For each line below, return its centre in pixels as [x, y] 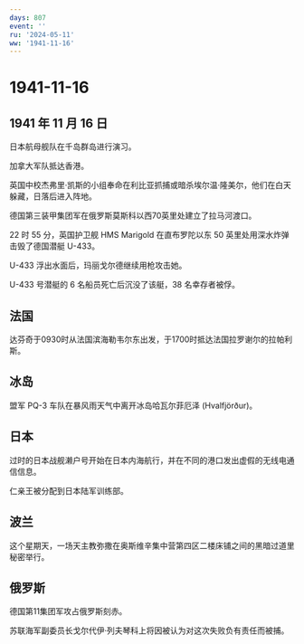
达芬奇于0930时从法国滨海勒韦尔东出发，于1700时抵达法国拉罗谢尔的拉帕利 [151, 339]
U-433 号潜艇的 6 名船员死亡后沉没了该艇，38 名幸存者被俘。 [124, 285]
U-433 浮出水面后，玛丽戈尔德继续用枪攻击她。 [98, 265]
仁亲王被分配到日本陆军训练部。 [69, 490]
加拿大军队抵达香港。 [49, 166]
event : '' [28, 26]
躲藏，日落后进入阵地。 [53, 196]
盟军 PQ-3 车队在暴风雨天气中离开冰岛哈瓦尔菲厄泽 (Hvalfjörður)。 [133, 405]
